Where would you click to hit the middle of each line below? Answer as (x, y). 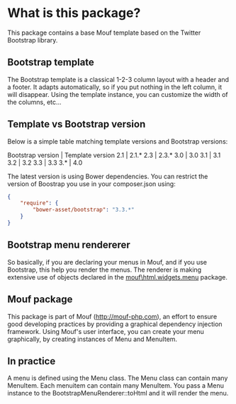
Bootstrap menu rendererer (69, 245)
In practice (32, 361)
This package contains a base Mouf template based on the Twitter (104, 33)
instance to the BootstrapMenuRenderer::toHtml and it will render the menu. (118, 393)
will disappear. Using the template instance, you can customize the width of (118, 94)
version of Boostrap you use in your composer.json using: (91, 184)
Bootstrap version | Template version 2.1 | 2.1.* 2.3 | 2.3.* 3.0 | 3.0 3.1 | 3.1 (114, 155)
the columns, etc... (34, 102)
